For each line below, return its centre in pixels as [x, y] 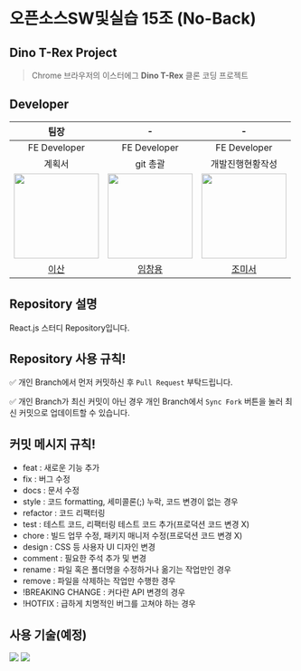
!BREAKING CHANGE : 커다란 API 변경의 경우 [103, 592]
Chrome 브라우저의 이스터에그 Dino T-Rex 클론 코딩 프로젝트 [140, 75]
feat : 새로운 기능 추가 [61, 468]
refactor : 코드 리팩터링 [64, 513]
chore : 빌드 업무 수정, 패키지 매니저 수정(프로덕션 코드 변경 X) [132, 536]
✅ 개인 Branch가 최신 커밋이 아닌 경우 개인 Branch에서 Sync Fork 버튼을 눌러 [146, 402]
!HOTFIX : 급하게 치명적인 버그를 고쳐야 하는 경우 [109, 604]
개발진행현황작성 [244, 164]
